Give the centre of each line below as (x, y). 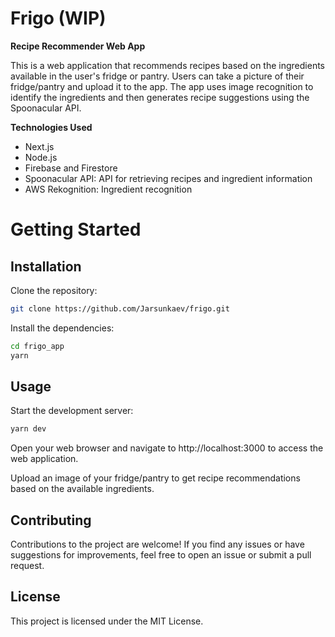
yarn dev (28, 429)
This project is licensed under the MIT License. (107, 621)
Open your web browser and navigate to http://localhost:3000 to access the (167, 448)
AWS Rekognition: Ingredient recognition (108, 189)
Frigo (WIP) (58, 18)
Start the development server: (72, 411)
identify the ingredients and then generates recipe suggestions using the (160, 97)
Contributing (51, 520)
